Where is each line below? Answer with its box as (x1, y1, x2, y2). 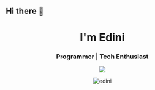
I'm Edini (80, 30, 125, 44)
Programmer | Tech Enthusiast (56, 52, 149, 61)
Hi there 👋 (6, 6, 44, 16)
